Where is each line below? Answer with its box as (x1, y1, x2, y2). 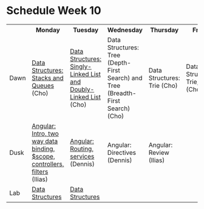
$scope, (32, 152, 55, 160)
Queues (32, 81, 55, 90)
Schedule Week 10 (6, 4, 101, 18)
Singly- (69, 62, 92, 71)
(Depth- (107, 58, 132, 67)
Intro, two (32, 129, 59, 138)
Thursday (149, 26, 179, 34)
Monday (35, 26, 61, 34)
